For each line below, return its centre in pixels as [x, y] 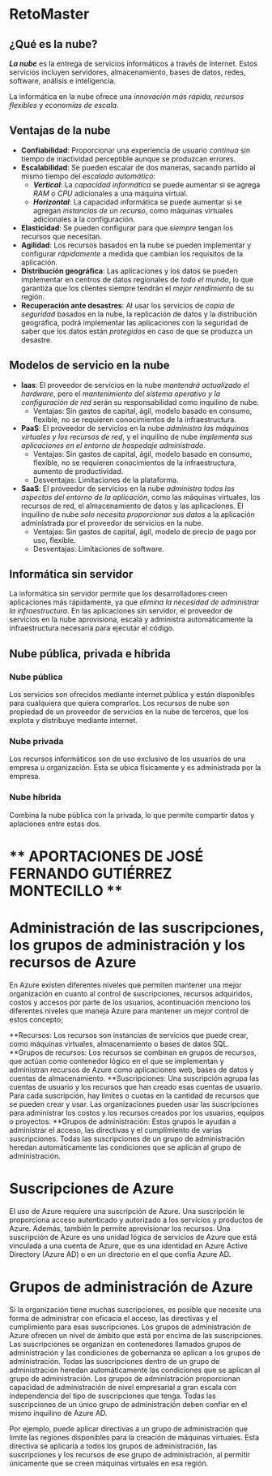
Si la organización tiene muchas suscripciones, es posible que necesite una [135, 1309]
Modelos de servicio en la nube [89, 366]
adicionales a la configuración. [84, 219]
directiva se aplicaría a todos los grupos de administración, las [113, 1446]
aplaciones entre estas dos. [55, 824]
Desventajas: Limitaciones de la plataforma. [106, 480]
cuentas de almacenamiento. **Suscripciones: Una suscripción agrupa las [134, 1078]
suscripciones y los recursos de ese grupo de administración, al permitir [130, 1454]
